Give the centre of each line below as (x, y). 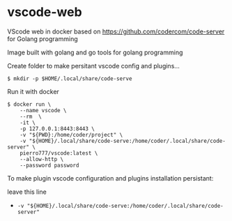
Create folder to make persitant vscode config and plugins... (93, 66)
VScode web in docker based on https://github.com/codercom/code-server (116, 31)
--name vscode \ (44, 110)
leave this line (27, 192)
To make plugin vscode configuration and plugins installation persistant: (110, 178)
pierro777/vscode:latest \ (59, 153)
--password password (49, 165)
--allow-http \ (42, 159)
